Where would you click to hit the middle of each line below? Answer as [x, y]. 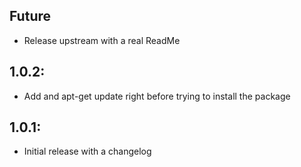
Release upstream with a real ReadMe [102, 40]
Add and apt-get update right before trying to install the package [157, 96]
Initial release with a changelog [87, 151]
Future [30, 16]
